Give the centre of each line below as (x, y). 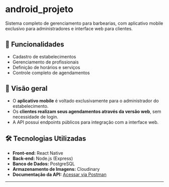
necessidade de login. (35, 116)
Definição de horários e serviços (46, 67)
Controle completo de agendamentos (51, 73)
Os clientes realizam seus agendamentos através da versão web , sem (87, 111)
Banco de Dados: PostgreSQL (44, 164)
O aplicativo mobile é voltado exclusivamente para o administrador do (86, 101)
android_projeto (39, 9)
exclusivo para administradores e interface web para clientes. (69, 28)
